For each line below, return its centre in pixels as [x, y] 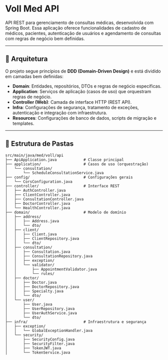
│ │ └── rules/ [30, 273]
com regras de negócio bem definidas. [45, 39]
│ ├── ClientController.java [38, 195]
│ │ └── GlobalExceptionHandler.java [49, 330]
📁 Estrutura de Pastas [39, 144]
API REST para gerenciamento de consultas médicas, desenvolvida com [79, 23]
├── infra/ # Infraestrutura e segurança [76, 322]
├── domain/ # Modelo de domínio [66, 212]
